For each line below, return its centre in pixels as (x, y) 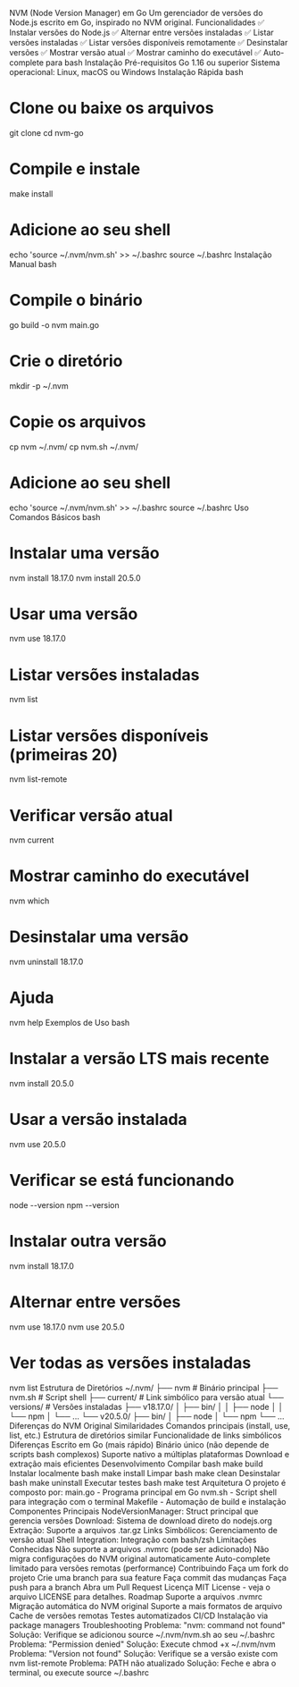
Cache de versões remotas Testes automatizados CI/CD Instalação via (139, 1616)
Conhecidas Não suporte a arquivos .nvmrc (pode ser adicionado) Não (139, 1549)
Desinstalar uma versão (99, 937)
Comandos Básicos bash (55, 516)
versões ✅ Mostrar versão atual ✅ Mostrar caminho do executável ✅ (135, 52)
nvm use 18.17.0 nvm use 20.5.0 (67, 1327)
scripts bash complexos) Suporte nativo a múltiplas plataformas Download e (149, 1454)
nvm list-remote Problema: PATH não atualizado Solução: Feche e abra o (143, 1663)
